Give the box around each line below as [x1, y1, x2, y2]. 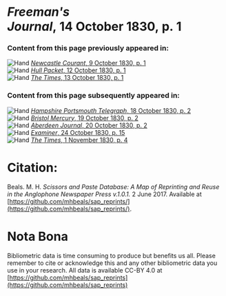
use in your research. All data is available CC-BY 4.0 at [7, 266, 163, 274]
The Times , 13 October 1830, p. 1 [30, 74, 124, 82]
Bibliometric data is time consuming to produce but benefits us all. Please [7, 251, 216, 260]
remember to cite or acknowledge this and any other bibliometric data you [7, 259, 218, 267]
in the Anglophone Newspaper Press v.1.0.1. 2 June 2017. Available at [7, 190, 202, 198]
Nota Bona [7, 229, 69, 244]
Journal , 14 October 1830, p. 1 [7, 19, 182, 34]
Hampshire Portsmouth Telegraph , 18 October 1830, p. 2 [30, 106, 192, 114]
